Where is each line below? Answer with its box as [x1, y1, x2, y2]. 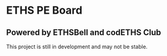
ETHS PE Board [6, 4, 82, 17]
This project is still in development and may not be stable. [6, 43, 148, 50]
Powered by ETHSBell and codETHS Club [6, 27, 161, 38]
